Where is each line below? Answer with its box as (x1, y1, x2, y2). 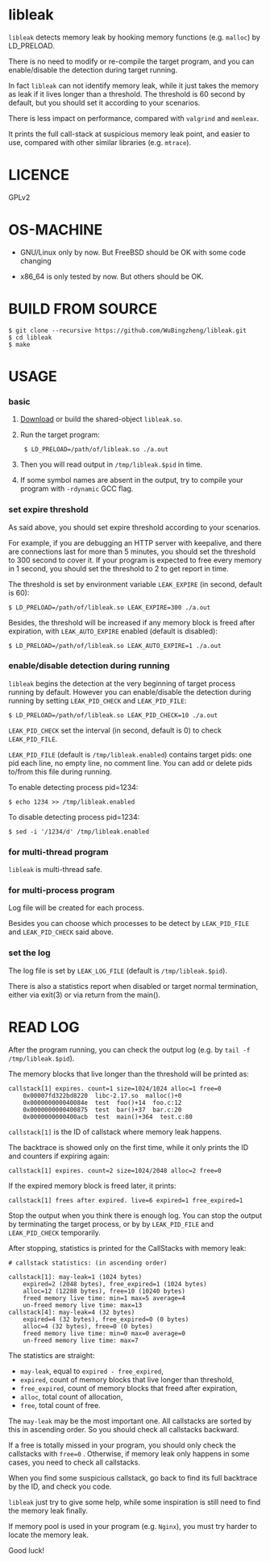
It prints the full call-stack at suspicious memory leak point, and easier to (8, 129, 251, 139)
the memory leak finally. (8, 1506, 89, 1515)
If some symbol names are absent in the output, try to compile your (19, 476, 243, 485)
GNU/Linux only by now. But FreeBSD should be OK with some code (19, 247, 246, 257)
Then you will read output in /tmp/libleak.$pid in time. (19, 459, 203, 469)
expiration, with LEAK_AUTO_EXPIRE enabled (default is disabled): (8, 626, 218, 636)
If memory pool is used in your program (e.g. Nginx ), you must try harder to (8, 1521, 258, 1531)
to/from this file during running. (8, 766, 113, 776)
